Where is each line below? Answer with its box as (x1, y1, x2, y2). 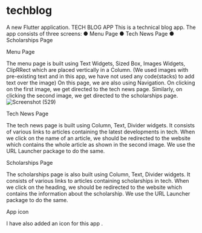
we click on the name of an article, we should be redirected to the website (6, 134, 191, 142)
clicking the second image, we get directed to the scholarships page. (6, 92, 178, 99)
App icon (6, 208, 29, 215)
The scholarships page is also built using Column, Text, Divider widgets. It (6, 170, 191, 178)
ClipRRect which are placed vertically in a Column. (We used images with (6, 66, 189, 73)
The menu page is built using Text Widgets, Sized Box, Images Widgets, (6, 60, 186, 67)
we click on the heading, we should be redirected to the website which (6, 184, 183, 191)
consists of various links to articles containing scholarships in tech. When (6, 177, 189, 184)
